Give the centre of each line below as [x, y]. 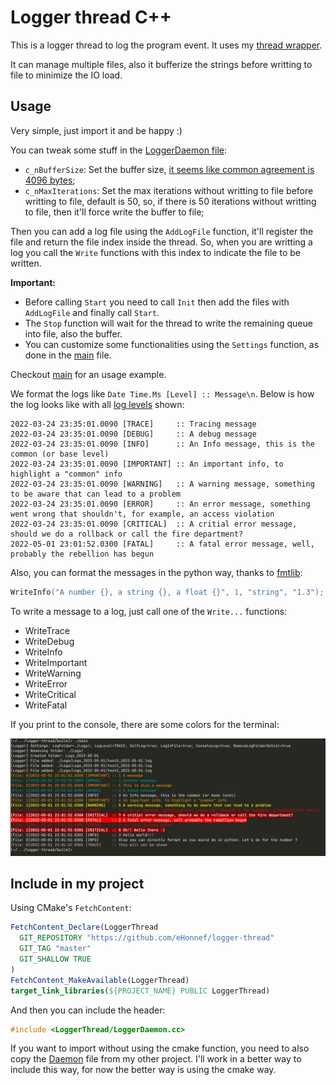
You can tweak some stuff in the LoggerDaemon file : [119, 150]
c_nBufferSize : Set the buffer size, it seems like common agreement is [169, 169]
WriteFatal [46, 705]
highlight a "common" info [66, 474]
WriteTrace [47, 630]
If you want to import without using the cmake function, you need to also [160, 1048]
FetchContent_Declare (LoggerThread [84, 927]
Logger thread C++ [91, 17]
